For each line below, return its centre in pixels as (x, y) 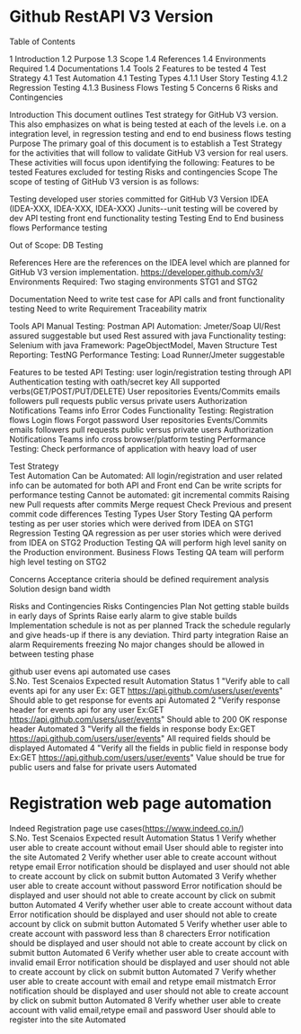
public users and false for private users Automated (103, 767)
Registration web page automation (141, 804)
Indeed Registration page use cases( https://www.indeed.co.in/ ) (127, 828)
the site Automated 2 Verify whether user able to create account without (143, 857)
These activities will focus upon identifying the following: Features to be (142, 162)
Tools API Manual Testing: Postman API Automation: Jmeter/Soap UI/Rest (145, 326)
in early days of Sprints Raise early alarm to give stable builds (124, 616)
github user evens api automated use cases (90, 671)
